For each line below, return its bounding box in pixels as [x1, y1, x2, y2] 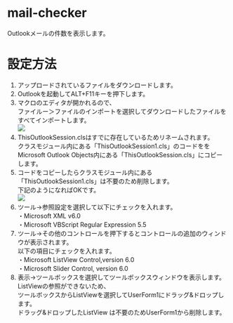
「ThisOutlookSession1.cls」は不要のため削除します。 [17, 177, 173, 185]
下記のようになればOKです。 [17, 185, 100, 194]
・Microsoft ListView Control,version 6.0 [17, 255, 135, 264]
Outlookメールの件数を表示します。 [7, 29, 110, 37]
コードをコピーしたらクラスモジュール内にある [17, 168, 153, 176]
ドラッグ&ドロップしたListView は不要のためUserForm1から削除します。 [17, 308, 226, 317]
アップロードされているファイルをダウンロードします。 [17, 81, 177, 89]
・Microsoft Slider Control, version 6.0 [17, 264, 128, 272]
